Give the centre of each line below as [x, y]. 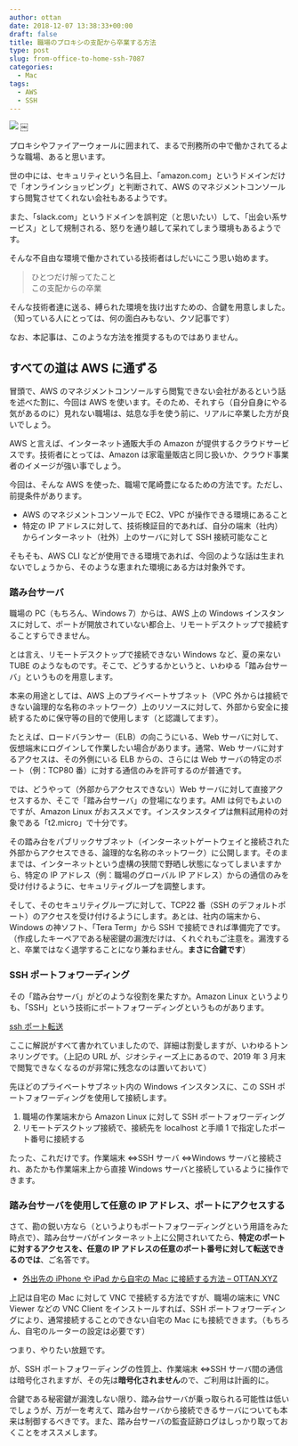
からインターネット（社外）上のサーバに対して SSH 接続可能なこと [145, 537]
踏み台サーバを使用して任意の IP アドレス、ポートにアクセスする [147, 1205]
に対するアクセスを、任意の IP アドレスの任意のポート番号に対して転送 [139, 1249]
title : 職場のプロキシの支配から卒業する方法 [83, 42]
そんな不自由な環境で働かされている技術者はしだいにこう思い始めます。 [141, 258]
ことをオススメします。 [59, 1433]
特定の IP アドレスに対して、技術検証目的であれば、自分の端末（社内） [152, 526]
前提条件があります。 [48, 496]
